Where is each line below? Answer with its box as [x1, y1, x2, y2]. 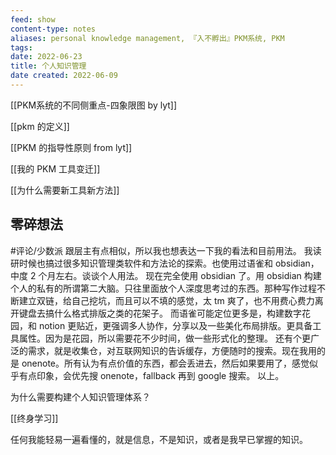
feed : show [10, 14, 56, 25]
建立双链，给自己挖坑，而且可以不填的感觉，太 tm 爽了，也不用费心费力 [18, 294, 315, 306]
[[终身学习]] [10, 412, 59, 424]
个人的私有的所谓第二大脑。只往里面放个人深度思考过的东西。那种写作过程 [10, 282, 317, 294]
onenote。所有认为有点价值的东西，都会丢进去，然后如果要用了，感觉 [21, 357, 310, 369]
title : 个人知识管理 [10, 61, 87, 71]
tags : [10, 42, 33, 53]
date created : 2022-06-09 [10, 71, 118, 81]
